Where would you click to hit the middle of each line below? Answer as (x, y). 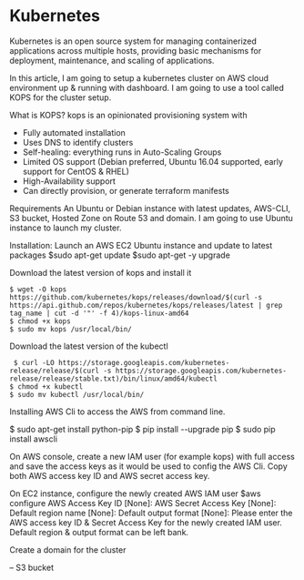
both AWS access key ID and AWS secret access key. (110, 475)
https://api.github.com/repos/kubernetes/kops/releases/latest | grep (146, 305)
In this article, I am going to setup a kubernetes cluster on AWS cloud (139, 77)
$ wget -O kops (38, 289)
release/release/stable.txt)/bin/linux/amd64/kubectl (114, 379)
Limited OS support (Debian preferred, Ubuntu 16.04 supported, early (153, 161)
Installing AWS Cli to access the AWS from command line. (117, 412)
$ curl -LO (34, 362)
